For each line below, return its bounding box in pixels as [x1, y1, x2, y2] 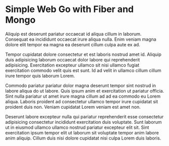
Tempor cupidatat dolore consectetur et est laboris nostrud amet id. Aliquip [5, 51, 161, 57]
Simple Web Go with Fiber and [5, 4, 134, 15]
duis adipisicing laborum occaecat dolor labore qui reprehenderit [5, 56, 140, 62]
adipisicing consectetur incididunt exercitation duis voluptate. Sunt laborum [5, 119, 162, 125]
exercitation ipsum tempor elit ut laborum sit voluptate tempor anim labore [5, 129, 159, 135]
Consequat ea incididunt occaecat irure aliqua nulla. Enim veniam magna [5, 36, 156, 42]
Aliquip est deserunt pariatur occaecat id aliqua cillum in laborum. [5, 31, 142, 37]
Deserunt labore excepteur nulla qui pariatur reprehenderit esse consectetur [5, 113, 164, 119]
